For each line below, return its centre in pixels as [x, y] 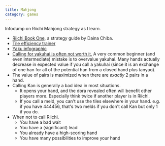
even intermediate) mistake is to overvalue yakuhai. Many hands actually [86, 59]
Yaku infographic [29, 49]
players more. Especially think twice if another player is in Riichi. [85, 96]
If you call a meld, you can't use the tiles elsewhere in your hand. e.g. [90, 101]
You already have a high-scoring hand [58, 133]
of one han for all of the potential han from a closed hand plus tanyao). [84, 69]
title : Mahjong [21, 10]
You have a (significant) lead [49, 127]
